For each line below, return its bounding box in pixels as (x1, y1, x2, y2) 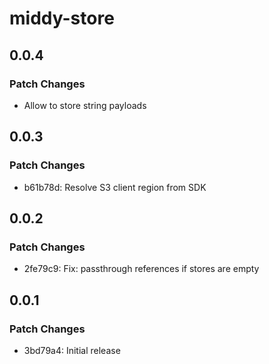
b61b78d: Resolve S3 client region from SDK (23, 181, 207, 193)
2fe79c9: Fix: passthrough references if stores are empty (23, 263, 260, 275)
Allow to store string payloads (23, 99, 147, 111)
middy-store (9, 7, 115, 30)
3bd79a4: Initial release (23, 344, 121, 356)
